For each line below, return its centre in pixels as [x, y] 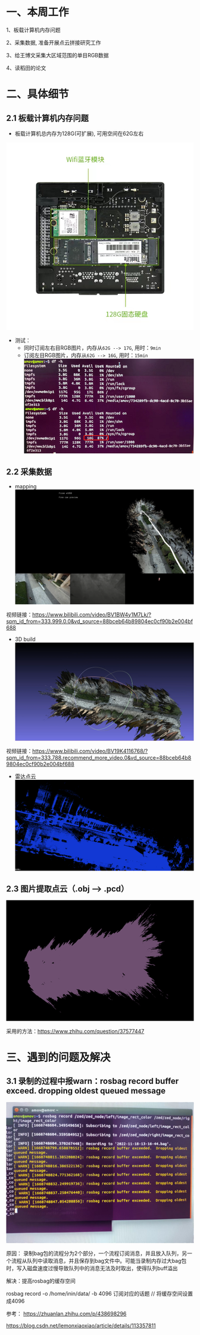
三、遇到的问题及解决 [59, 1057]
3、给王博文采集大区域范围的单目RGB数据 [57, 55]
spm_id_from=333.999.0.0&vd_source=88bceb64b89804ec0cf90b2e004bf [100, 621]
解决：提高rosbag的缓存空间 [41, 1281]
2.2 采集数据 [29, 472]
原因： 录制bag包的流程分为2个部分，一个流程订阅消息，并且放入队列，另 [97, 1253]
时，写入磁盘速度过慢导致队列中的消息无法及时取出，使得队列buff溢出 [92, 1268]
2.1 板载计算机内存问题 [48, 118]
